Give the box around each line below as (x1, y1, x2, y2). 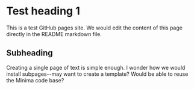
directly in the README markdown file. (6, 30, 102, 37)
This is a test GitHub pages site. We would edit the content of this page (6, 24, 183, 31)
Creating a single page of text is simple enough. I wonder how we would (6, 64, 186, 71)
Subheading (6, 48, 53, 58)
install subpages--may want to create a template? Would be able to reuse (6, 70, 189, 78)
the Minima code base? (6, 76, 64, 84)
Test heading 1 (6, 4, 80, 18)
